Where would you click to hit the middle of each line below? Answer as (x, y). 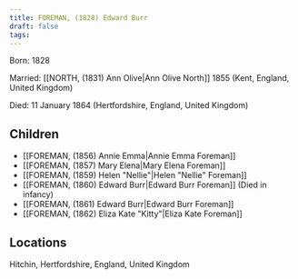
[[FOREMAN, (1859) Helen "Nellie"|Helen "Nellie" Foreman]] (134, 175)
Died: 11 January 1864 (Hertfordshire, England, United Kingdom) (129, 105)
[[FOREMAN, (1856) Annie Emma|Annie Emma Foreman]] (129, 156)
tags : (20, 35)
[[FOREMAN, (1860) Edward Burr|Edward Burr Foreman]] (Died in (144, 185)
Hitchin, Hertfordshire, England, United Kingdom (100, 264)
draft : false (34, 26)
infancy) (38, 194)
